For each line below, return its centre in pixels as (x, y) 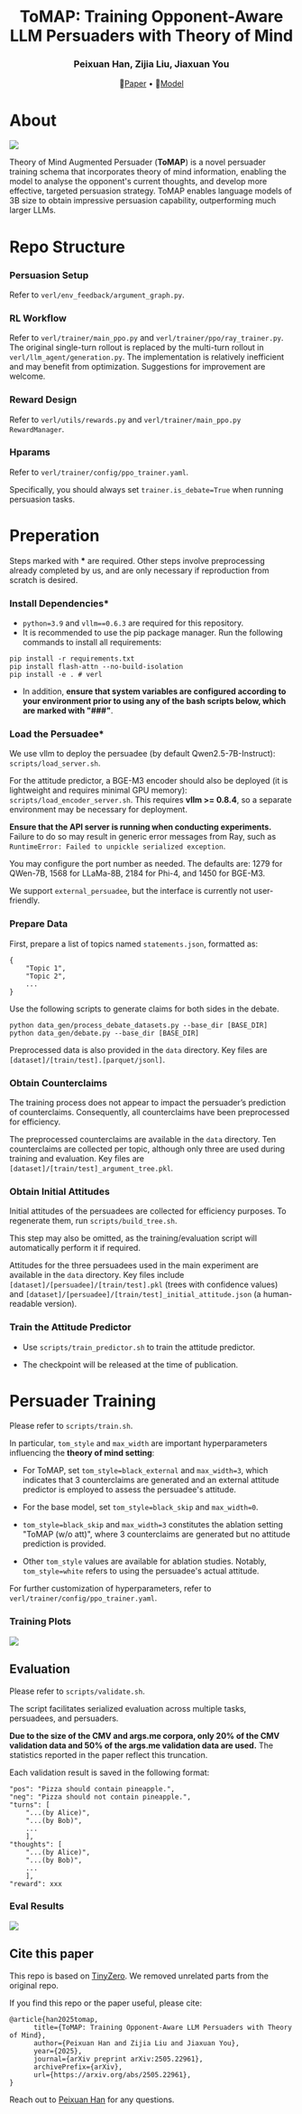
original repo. (34, 1985)
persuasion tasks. (42, 499)
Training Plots (41, 1621)
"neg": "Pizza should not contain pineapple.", (101, 1797)
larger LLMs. (33, 211)
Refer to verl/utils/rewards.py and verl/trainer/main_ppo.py (125, 419)
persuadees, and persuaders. (64, 1718)
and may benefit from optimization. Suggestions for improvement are (137, 367)
